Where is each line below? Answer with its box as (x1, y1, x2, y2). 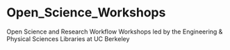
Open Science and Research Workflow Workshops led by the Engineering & (6, 27, 223, 36)
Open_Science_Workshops (6, 5, 166, 21)
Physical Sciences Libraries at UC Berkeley (6, 34, 130, 42)
